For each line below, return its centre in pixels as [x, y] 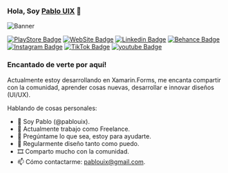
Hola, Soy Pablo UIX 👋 [44, 11]
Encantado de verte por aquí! [57, 65]
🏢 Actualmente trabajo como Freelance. [73, 129]
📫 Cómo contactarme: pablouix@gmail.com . [81, 161]
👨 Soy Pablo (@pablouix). [53, 121]
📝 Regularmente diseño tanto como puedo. [78, 143]
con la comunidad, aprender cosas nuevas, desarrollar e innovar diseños [111, 87]
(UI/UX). [19, 94]
